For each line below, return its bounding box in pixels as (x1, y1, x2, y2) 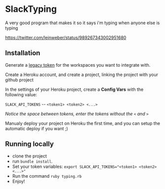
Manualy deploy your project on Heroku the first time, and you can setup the (5, 120, 160, 126)
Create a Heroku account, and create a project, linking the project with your (5, 72, 159, 77)
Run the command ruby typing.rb (12, 173, 82, 179)
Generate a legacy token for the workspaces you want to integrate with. (5, 62, 151, 68)
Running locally (5, 140, 54, 149)
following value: (5, 91, 37, 97)
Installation (5, 49, 40, 57)
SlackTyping (5, 3, 57, 15)
